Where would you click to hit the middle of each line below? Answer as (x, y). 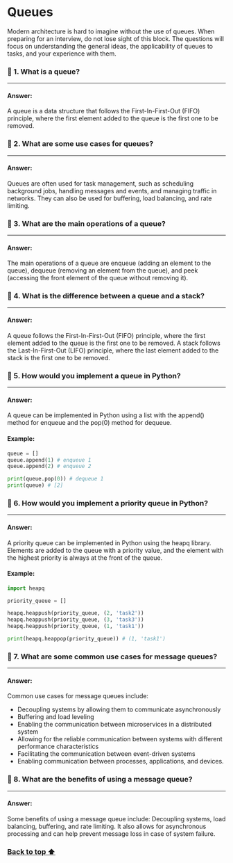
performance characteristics (58, 747)
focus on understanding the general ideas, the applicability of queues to (110, 46)
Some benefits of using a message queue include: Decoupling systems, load (116, 818)
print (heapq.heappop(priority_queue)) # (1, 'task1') (87, 639)
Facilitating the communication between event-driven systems (106, 754)
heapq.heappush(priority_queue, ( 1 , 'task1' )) (76, 627)
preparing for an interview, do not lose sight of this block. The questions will (115, 38)
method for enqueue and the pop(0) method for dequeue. (89, 423)
